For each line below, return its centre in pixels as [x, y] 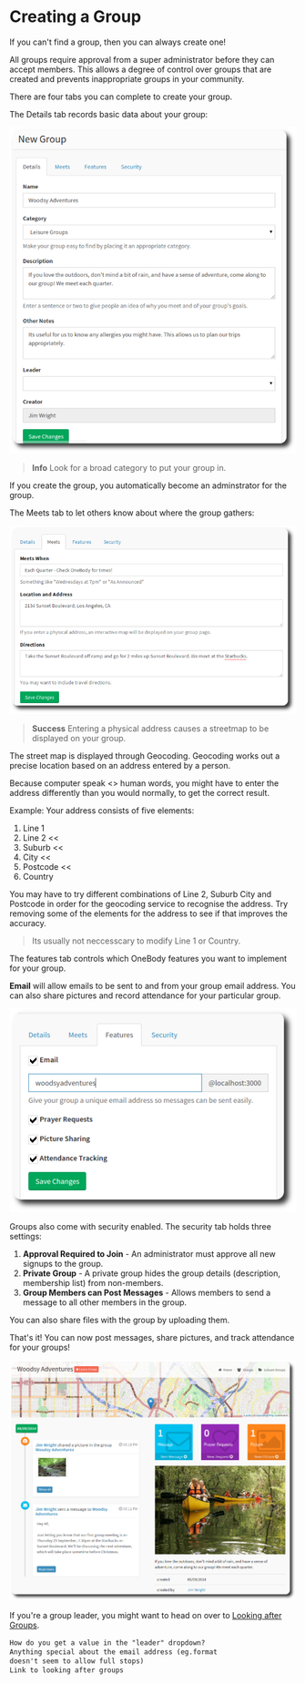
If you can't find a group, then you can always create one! [117, 42]
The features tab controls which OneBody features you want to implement [148, 959]
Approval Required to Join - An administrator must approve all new [149, 1253]
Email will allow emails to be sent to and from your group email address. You [152, 986]
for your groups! [40, 1347]
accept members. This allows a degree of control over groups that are [141, 69]
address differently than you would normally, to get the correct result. [140, 793]
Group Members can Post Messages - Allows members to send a [147, 1292]
